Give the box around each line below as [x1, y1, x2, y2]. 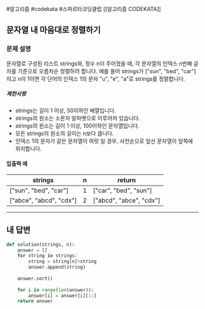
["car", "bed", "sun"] [92, 186, 153, 194]
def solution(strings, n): [6, 241, 75, 247]
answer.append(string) [28, 264, 86, 271]
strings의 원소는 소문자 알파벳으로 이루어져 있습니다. [15, 114, 140, 122]
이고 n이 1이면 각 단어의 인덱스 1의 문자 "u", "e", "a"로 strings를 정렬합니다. [6, 75, 185, 82]
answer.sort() [17, 275, 53, 282]
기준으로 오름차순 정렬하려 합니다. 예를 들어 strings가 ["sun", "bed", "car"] [17, 67, 196, 75]
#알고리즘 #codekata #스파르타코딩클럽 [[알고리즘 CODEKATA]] [6, 5, 161, 12]
